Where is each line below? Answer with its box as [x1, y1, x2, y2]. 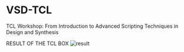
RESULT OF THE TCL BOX [6, 40, 69, 47]
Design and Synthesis [6, 28, 59, 35]
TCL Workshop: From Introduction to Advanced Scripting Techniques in [6, 23, 179, 29]
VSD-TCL [6, 3, 52, 17]
